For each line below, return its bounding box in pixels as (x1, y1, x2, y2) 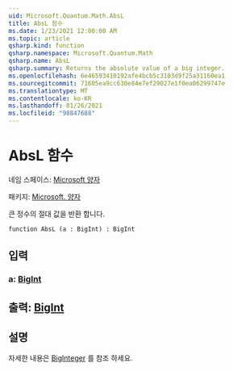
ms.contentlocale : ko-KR (8, 94, 92, 102)
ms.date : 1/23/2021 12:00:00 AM (8, 27, 117, 35)
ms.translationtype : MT (8, 86, 89, 95)
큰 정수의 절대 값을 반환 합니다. (8, 209, 106, 219)
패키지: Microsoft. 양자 (8, 191, 81, 202)
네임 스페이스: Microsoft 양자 (8, 174, 101, 184)
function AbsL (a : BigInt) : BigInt (8, 225, 135, 233)
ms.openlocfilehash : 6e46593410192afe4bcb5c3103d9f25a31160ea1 (8, 72, 226, 80)
